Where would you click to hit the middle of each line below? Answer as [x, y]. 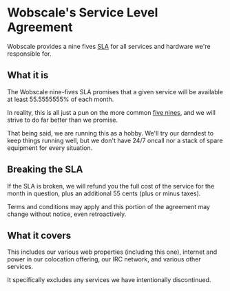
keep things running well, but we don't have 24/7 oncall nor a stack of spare [115, 140]
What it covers [39, 235]
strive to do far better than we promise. [63, 120]
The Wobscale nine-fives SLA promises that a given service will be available [115, 91]
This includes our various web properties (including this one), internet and [112, 252]
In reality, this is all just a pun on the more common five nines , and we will [111, 112]
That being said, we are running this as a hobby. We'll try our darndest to [111, 133]
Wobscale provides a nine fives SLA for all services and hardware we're [109, 46]
